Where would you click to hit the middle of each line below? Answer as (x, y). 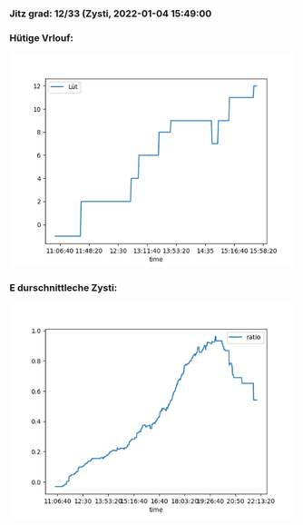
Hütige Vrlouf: (42, 37)
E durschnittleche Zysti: (64, 288)
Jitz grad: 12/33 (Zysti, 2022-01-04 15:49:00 (111, 14)
